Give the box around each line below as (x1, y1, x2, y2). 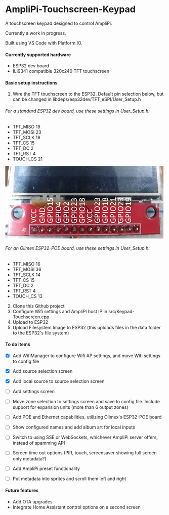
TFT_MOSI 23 (12, 129, 41, 135)
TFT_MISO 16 (12, 261, 40, 267)
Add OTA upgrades (12, 498, 53, 504)
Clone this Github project (12, 303, 65, 309)
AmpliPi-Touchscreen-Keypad (5, 4, 136, 15)
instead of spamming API (12, 440, 65, 446)
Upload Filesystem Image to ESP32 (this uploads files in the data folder (12, 324, 161, 330)
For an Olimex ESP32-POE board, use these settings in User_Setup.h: (5, 245, 150, 251)
